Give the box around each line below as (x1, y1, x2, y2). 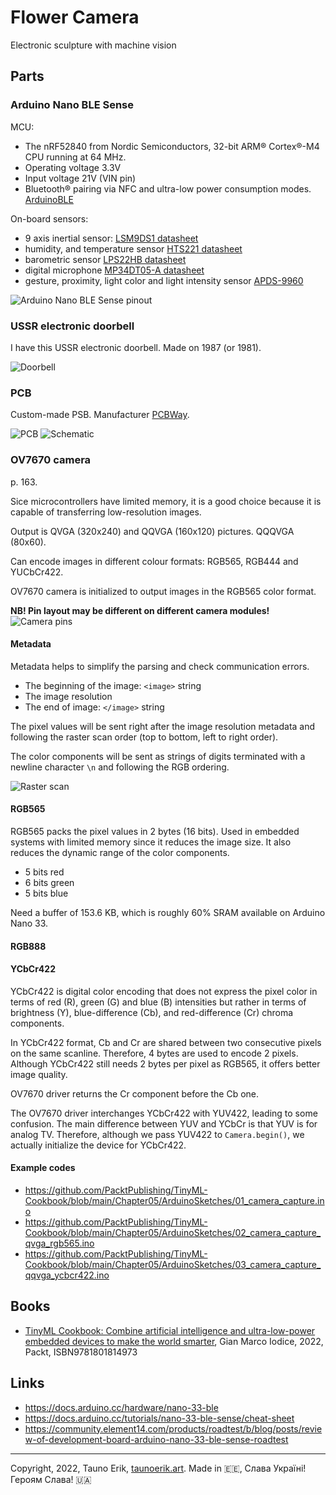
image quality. (10, 1068, 68, 1080)
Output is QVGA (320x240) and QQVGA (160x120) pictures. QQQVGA (10, 525, 295, 537)
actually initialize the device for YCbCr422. (10, 1139, 187, 1151)
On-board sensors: (10, 212, 89, 225)
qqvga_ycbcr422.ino (24, 1269, 110, 1281)
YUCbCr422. (10, 566, 64, 578)
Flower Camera (10, 6, 140, 29)
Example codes (10, 1162, 76, 1174)
